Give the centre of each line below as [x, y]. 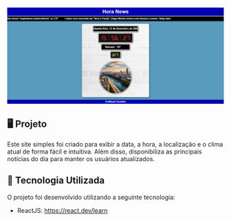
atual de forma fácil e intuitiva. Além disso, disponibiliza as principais [104, 151]
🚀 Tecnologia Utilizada [56, 181]
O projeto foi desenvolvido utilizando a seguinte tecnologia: [91, 197]
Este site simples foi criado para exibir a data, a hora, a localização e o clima [115, 144]
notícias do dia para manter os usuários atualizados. [81, 158]
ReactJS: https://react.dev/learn [62, 210]
